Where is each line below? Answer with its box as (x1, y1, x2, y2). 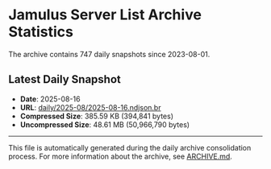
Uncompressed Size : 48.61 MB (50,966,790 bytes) (19, 119, 190, 130)
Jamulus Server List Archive (8, 6, 202, 24)
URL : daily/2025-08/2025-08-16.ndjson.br (19, 102, 161, 112)
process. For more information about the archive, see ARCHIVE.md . (8, 151, 232, 161)
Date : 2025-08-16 (19, 94, 81, 104)
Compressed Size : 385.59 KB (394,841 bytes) (19, 111, 173, 121)
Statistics (8, 23, 74, 41)
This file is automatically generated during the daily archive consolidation (8, 142, 252, 152)
